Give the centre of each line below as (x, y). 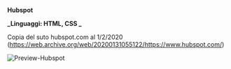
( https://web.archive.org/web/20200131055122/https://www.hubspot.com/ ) (116, 44)
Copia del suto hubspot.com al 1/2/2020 (65, 37)
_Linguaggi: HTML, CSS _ (44, 23)
